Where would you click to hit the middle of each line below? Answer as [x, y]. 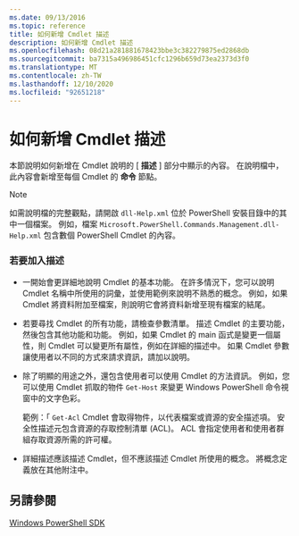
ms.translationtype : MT [54, 68]
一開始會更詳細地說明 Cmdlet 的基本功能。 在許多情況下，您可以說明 [148, 281]
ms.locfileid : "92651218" [57, 92]
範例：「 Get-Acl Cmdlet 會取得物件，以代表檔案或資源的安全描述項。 [148, 417]
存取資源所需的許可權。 [73, 440]
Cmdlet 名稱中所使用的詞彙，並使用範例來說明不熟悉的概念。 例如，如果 [155, 293]
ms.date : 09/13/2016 [48, 17]
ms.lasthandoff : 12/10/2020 [62, 84]
